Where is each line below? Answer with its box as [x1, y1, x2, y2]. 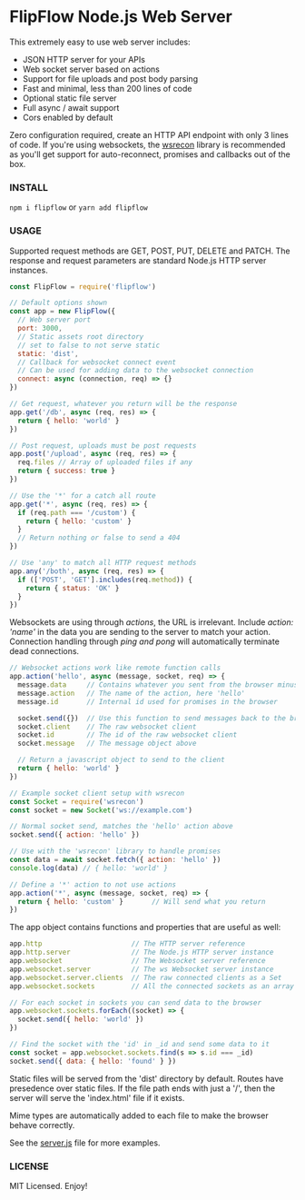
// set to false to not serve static [17, 341, 161, 350]
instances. [9, 264, 48, 275]
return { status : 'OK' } [25, 583, 120, 592]
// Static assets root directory [17, 332, 144, 342]
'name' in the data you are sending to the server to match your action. [9, 627, 271, 638]
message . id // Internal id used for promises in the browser [17, 697, 279, 706]
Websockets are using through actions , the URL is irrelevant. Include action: [9, 617, 294, 628]
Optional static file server [22, 93, 117, 104]
